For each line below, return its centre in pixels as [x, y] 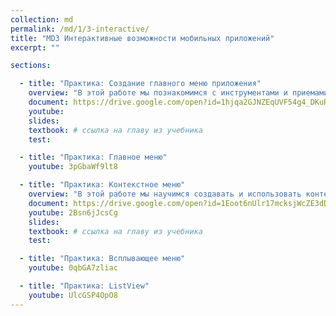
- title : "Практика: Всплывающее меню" [102, 259]
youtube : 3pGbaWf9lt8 [73, 167]
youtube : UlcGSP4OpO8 [73, 295]
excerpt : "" [35, 47]
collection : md [42, 19]
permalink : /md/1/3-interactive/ [80, 29]
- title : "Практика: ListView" [84, 286]
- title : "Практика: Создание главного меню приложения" [140, 84]
